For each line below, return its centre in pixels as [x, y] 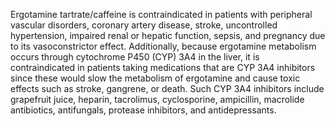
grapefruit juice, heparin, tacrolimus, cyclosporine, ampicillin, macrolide [157, 99]
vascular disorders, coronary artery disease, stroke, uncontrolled [144, 25]
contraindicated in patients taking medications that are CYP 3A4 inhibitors [163, 67]
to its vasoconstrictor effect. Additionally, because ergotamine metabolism [163, 46]
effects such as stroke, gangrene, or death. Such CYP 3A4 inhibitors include [167, 88]
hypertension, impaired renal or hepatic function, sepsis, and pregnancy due [168, 35]
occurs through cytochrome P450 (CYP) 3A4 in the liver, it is [135, 57]
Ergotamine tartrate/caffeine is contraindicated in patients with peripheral [161, 14]
